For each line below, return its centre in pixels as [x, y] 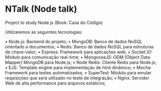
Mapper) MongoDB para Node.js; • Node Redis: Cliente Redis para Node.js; [81, 62]
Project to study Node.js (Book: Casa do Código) [54, 23]
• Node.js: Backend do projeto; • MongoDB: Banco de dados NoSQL [74, 41]
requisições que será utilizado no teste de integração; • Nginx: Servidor [77, 78]
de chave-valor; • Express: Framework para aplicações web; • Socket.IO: [79, 52]
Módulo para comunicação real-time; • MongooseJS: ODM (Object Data [78, 57]
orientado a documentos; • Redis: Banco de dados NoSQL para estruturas [80, 46]
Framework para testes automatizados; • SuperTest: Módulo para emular [78, 72]
